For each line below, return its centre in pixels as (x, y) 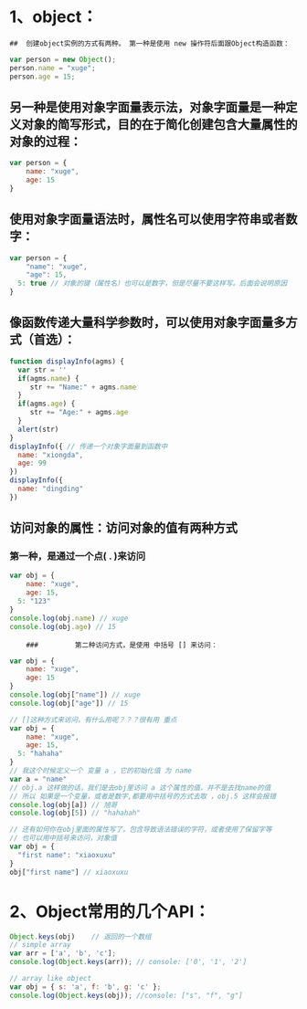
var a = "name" (38, 779)
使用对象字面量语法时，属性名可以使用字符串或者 (148, 220)
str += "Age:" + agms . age (79, 413)
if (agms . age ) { (47, 404)
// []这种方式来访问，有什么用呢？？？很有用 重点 (93, 720)
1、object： (53, 17)
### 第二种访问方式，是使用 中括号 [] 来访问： (122, 645)
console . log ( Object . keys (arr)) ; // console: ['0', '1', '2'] (128, 962)
